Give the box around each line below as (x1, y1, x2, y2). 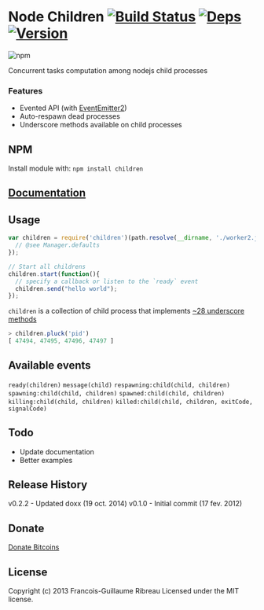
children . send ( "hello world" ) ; (15, 285, 118, 292)
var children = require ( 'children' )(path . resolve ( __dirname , (8, 234, 213, 242)
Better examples (19, 455, 73, 465)
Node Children (8, 8, 104, 26)
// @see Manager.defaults (15, 241, 101, 249)
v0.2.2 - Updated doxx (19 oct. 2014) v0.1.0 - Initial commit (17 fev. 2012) (8, 499, 243, 509)
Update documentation (19, 446, 94, 456)
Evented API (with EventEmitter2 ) (19, 103, 127, 113)
